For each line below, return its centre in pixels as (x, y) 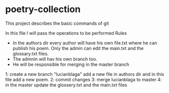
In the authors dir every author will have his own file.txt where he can (85, 43)
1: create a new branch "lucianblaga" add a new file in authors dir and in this (85, 74)
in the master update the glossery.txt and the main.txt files (66, 85)
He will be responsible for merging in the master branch (71, 64)
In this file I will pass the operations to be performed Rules (66, 33)
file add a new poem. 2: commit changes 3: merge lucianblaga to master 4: (83, 79)
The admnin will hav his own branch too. (55, 59)
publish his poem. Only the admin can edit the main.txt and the (78, 48)
